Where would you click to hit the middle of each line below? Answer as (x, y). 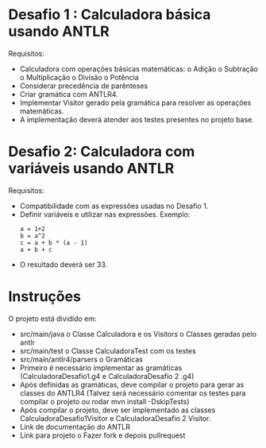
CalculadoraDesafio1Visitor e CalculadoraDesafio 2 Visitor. (115, 418)
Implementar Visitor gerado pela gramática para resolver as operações (135, 102)
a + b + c (36, 249)
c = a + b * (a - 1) (54, 243)
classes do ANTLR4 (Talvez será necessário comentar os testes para (133, 393)
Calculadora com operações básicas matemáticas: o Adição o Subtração (139, 68)
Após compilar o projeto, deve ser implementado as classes (118, 410)
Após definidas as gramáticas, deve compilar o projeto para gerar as (132, 384)
